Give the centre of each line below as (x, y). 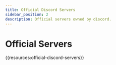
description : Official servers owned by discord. (59, 19)
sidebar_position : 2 (27, 14)
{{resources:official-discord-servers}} (45, 57)
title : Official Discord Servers (40, 10)
